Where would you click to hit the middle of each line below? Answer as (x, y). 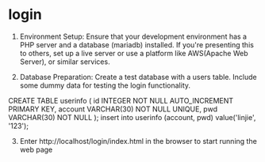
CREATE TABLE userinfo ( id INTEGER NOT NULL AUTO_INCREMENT (121, 100)
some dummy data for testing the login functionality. (105, 85)
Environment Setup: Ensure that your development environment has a (133, 36)
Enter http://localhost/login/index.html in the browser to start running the (138, 141)
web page (36, 149)
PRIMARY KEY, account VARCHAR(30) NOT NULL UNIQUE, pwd (113, 109)
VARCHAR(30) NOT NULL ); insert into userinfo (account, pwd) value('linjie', (132, 117)
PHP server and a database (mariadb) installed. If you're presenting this (136, 44)
